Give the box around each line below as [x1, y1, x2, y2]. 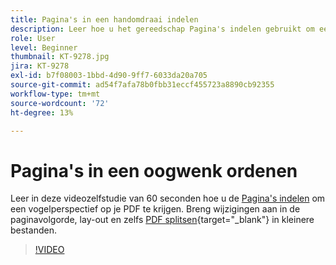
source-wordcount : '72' [10, 98, 110, 108]
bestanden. [10, 224, 57, 236]
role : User [10, 33, 56, 43]
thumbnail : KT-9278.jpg [10, 52, 110, 62]
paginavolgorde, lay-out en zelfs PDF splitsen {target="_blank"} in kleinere [10, 214, 315, 226]
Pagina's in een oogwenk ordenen [10, 159, 298, 182]
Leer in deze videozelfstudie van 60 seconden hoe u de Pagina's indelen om [10, 192, 326, 205]
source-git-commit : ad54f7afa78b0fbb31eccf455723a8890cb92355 [10, 80, 275, 90]
